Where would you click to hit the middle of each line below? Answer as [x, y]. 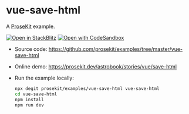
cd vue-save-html [36, 94]
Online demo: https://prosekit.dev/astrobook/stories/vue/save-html [96, 66]
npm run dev [29, 105]
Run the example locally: [44, 78]
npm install [29, 99]
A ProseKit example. [31, 26]
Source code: [31, 49]
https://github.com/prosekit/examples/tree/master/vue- [116, 49]
